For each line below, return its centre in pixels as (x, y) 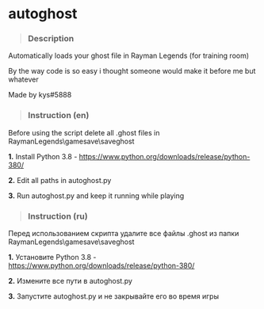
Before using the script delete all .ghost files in (84, 132)
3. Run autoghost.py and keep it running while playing (96, 196)
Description (51, 39)
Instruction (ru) (58, 216)
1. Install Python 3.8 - (43, 156)
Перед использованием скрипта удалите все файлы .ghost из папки (124, 234)
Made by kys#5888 (40, 95)
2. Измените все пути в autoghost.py (71, 281)
